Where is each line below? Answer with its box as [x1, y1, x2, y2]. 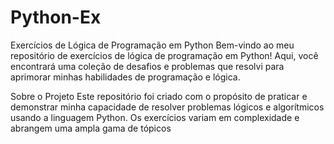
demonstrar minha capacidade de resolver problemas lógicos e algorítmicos [10, 101, 325, 113]
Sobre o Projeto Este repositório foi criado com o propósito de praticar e [10, 90, 308, 102]
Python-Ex [10, 6, 102, 29]
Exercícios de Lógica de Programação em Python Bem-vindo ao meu [10, 39, 295, 51]
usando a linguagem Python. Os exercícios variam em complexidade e [10, 111, 300, 123]
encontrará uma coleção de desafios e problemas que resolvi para [10, 60, 285, 72]
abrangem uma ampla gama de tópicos [10, 122, 172, 134]
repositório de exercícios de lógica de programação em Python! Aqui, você [10, 49, 319, 61]
